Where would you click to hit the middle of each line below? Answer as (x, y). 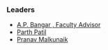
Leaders (21, 10)
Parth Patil (31, 32)
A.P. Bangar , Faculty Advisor (59, 25)
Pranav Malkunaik (42, 40)
